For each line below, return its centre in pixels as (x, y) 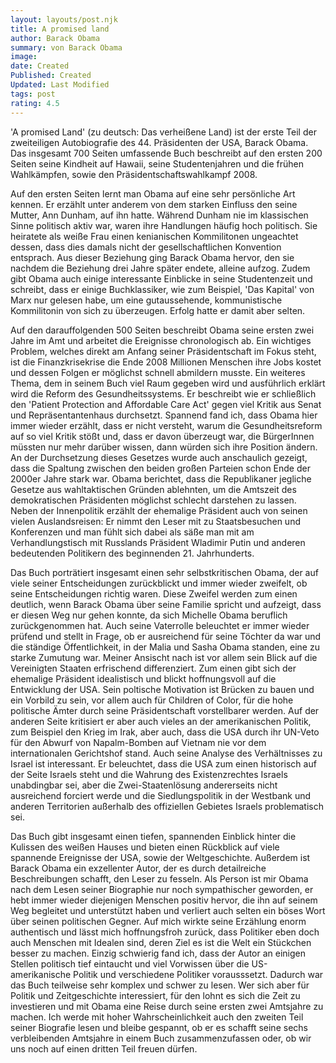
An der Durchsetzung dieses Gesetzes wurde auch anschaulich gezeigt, (159, 457)
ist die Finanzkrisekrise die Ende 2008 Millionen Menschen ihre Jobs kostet (166, 362)
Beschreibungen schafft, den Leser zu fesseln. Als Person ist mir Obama (159, 878)
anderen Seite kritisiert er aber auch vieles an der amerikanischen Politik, (161, 721)
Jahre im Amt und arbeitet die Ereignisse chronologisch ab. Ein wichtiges (161, 340)
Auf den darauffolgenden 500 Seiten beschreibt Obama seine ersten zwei (162, 330)
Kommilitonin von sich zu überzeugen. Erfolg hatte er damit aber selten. (158, 310)
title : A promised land (60, 29)
